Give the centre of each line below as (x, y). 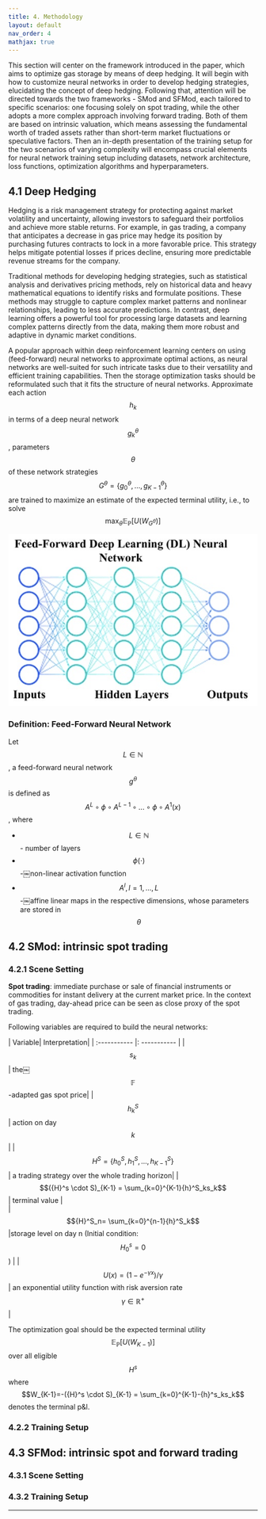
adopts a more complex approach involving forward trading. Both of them (128, 116)
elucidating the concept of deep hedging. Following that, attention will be (127, 90)
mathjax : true (32, 42)
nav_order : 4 (30, 33)
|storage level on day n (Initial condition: (73, 1233)
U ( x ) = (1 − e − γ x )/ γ (133, 1274)
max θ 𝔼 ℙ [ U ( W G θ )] (133, 521)
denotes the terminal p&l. (49, 1407)
